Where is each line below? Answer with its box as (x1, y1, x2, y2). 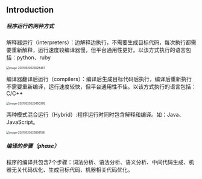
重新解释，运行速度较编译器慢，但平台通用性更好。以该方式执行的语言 (11, 47, 186, 54)
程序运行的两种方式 (6, 22, 54, 30)
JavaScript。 (6, 119, 39, 126)
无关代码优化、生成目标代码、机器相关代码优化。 (11, 166, 133, 174)
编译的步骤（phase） (6, 142, 60, 149)
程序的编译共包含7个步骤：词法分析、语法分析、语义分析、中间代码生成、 (6, 158, 189, 166)
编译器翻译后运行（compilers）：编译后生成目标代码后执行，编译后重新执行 (6, 76, 192, 83)
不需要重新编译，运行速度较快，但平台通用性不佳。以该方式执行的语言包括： (6, 83, 197, 90)
